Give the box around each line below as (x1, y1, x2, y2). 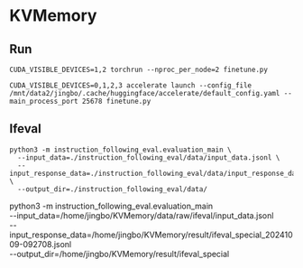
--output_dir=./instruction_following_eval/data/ (17, 184, 207, 194)
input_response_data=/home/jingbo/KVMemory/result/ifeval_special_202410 (9, 229, 293, 240)
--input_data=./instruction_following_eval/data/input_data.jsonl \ (17, 152, 280, 162)
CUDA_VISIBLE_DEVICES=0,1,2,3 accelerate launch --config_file (9, 81, 252, 90)
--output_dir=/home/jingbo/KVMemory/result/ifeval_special (9, 248, 230, 259)
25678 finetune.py (81, 97, 151, 106)
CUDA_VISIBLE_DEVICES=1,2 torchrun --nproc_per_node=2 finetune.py (9, 65, 269, 74)
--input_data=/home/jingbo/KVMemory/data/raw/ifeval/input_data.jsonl (9, 209, 274, 221)
